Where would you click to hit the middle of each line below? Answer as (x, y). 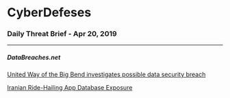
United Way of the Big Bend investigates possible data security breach (106, 75)
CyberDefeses (49, 13)
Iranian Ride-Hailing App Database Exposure (70, 88)
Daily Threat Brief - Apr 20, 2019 (62, 34)
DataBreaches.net (34, 58)
